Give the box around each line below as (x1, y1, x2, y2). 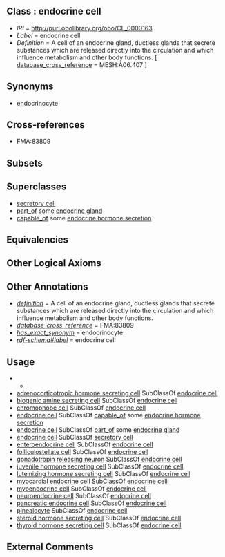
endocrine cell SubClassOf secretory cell (16, 433, 133, 442)
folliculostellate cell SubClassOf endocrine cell (16, 448, 149, 456)
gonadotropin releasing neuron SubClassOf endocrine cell (16, 455, 182, 464)
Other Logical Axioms (6, 257, 101, 269)
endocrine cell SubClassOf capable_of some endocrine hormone (16, 411, 201, 419)
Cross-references (6, 119, 86, 131)
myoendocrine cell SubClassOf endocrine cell (16, 484, 147, 493)
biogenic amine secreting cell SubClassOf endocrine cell (16, 397, 178, 405)
